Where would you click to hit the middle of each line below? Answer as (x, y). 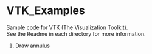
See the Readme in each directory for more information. (76, 33)
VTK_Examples (46, 11)
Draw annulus (33, 46)
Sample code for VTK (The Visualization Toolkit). (67, 27)
